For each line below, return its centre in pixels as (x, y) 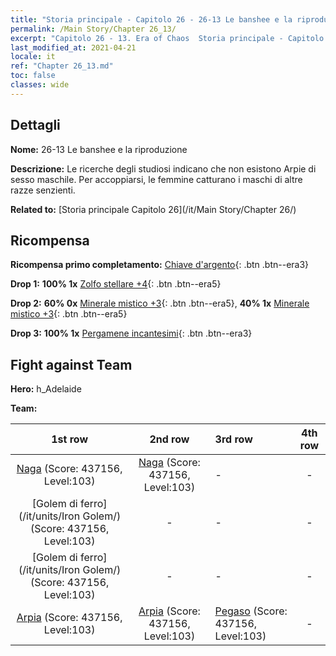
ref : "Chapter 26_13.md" (62, 66)
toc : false (33, 76)
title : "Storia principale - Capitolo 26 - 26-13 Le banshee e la (151, 19)
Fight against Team (71, 364)
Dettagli (35, 125)
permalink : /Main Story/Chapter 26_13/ (93, 29)
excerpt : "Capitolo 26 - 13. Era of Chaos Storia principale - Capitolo (167, 38)
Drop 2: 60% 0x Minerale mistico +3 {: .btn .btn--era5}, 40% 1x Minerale (160, 303)
